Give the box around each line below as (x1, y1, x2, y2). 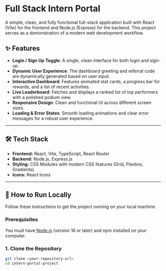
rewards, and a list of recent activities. (12, 84, 90, 90)
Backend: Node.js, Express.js (12, 156, 73, 162)
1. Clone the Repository (5, 245, 62, 252)
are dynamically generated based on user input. (12, 73, 110, 79)
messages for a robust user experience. (12, 115, 94, 121)
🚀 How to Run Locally (5, 190, 72, 199)
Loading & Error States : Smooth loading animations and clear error (12, 110, 149, 116)
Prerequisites (5, 216, 38, 223)
